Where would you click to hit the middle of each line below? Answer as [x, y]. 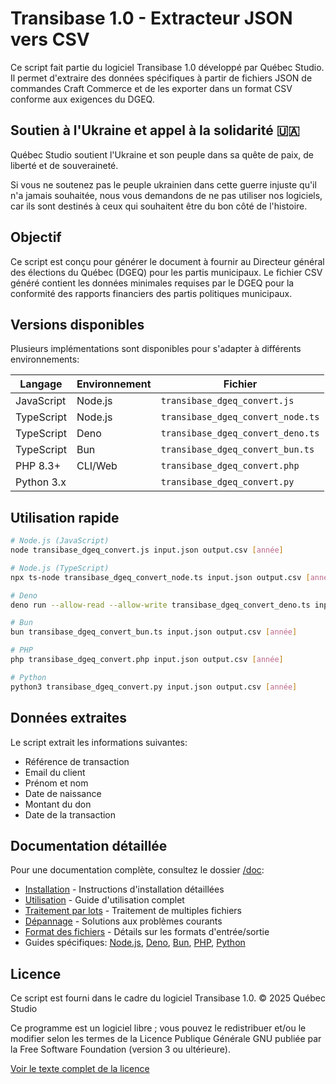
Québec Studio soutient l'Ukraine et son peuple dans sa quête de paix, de [162, 154]
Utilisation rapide [65, 517]
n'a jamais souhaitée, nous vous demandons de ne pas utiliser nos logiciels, [166, 195]
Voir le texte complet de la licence [80, 1069]
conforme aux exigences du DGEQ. [82, 99]
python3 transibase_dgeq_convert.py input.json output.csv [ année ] [154, 687]
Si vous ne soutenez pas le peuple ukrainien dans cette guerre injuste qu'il [163, 184]
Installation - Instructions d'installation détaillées [124, 889]
